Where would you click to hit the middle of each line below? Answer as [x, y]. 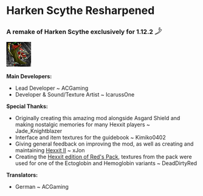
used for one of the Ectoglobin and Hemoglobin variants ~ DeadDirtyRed [106, 163]
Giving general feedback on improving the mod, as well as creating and [104, 144]
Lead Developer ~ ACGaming [52, 88]
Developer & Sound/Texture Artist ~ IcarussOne [75, 95]
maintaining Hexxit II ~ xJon [50, 150]
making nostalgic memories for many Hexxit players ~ [83, 124]
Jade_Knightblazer [39, 131]
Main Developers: [29, 76]
